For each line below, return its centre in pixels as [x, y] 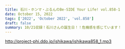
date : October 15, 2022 [29, 14]
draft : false [18, 23]
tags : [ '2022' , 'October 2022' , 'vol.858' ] [49, 18]
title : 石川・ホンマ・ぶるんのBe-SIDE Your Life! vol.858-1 [63, 9]
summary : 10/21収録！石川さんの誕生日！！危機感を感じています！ [63, 28]
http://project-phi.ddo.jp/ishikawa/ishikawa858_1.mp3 [58, 41]
